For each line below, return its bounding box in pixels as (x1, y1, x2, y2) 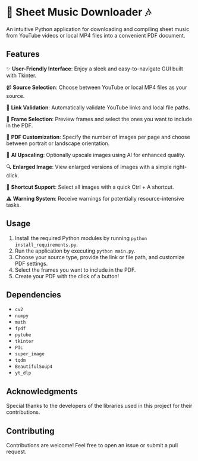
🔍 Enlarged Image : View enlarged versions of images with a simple (6, 163, 172, 170)
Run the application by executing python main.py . (14, 247, 136, 254)
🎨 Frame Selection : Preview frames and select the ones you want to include (6, 115, 193, 122)
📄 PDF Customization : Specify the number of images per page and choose (6, 133, 190, 140)
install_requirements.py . (14, 241, 78, 248)
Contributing (6, 426, 55, 436)
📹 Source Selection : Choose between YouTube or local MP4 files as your (6, 84, 187, 91)
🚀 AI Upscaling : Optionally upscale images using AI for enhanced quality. (6, 151, 186, 158)
